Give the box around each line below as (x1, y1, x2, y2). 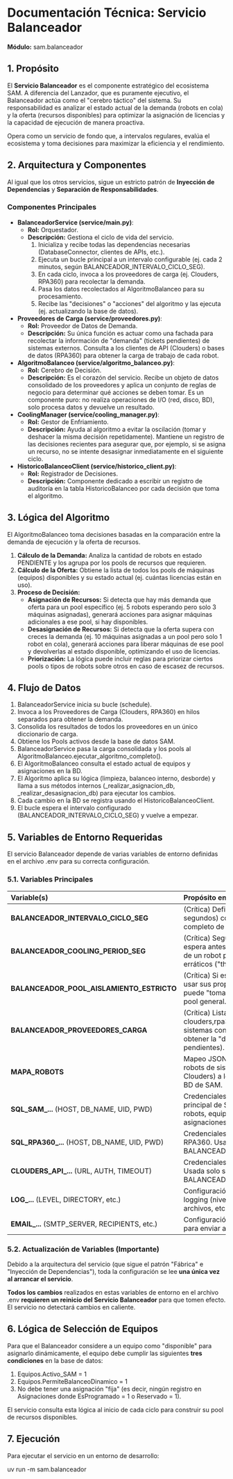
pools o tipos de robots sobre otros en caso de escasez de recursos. (27, 662, 225, 670)
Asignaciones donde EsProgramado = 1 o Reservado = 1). (17, 1392, 182, 1400)
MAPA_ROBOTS (10, 1067, 64, 1076)
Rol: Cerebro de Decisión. (27, 366, 102, 374)
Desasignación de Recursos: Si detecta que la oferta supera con (27, 624, 215, 633)
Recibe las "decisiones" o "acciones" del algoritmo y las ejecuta (37, 299, 221, 307)
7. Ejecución (7, 1433, 60, 1445)
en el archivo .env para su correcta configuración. (7, 857, 150, 866)
